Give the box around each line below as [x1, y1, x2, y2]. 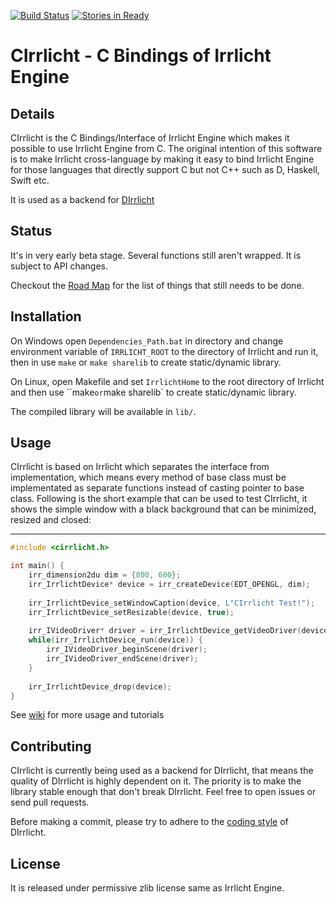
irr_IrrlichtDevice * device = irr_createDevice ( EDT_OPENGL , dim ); [28, 580, 311, 590]
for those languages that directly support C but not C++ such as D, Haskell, [10, 164, 320, 175]
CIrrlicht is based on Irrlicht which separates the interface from [10, 461, 270, 473]
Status [10, 223, 53, 240]
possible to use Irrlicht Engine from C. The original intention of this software [10, 143, 323, 154]
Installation [10, 308, 82, 325]
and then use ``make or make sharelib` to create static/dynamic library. [10, 386, 297, 398]
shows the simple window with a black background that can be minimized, [10, 503, 317, 515]
